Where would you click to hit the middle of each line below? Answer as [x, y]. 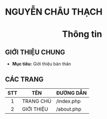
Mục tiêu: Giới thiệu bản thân [42, 64]
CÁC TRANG [24, 79]
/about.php [69, 109]
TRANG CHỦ [37, 101]
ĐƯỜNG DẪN [71, 93]
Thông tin [82, 34]
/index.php [68, 101]
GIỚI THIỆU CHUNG [35, 52]
